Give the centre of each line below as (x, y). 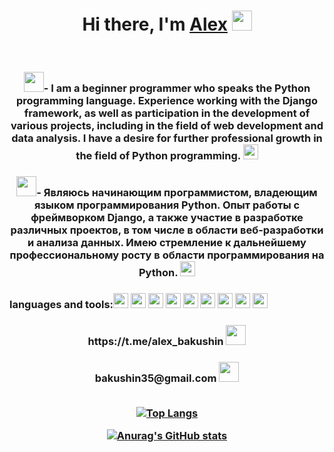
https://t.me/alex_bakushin (155, 341)
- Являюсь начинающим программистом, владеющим (177, 192)
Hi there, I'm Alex (155, 24)
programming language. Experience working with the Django (167, 100)
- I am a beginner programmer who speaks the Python (177, 88)
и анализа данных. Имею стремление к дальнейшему (167, 242)
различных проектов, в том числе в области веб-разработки (167, 230)
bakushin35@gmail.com (155, 378)
